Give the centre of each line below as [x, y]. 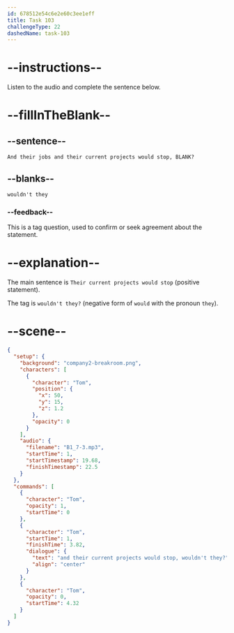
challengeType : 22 [34, 27]
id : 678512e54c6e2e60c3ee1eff [51, 14]
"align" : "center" [59, 565]
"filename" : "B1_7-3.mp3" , [65, 448]
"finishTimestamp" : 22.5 [62, 467]
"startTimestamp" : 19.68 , [63, 461]
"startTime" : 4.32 [52, 604]
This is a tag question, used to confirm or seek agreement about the [105, 227]
